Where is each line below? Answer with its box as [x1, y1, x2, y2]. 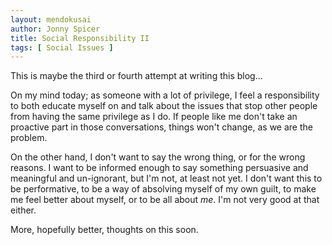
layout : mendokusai [10, 14, 92, 25]
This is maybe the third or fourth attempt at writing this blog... [10, 70, 263, 82]
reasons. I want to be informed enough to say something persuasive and [10, 162, 309, 174]
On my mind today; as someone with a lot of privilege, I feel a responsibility [10, 89, 320, 101]
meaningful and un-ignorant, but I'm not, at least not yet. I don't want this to [10, 172, 323, 185]
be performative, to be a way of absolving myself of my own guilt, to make [10, 183, 317, 195]
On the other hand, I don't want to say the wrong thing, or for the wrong [10, 151, 306, 163]
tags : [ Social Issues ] [10, 42, 114, 53]
